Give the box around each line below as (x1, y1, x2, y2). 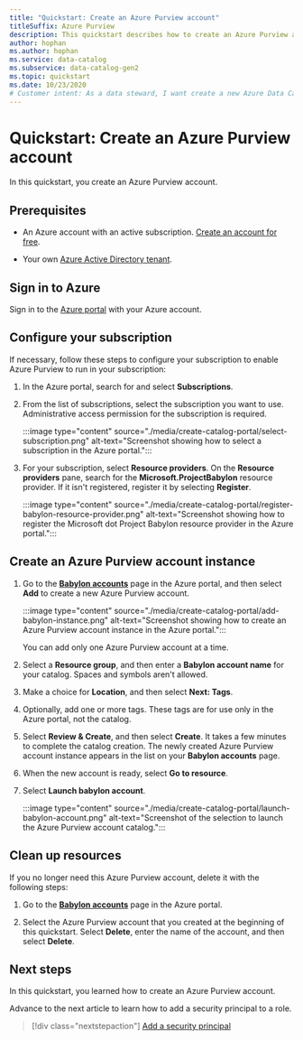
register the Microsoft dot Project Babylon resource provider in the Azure (22, 518, 294, 529)
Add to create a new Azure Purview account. (22, 588, 189, 599)
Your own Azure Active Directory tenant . (22, 254, 173, 265)
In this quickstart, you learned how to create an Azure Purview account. (9, 986, 276, 997)
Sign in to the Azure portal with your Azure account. (9, 304, 202, 315)
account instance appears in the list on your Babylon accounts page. (22, 750, 280, 761)
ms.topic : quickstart (9, 72, 91, 81)
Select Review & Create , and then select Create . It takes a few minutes (22, 730, 287, 741)
